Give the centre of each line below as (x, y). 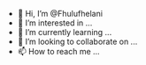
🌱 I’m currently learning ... (65, 32)
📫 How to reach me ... (58, 51)
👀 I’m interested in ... (55, 23)
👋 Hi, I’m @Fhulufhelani (60, 14)
